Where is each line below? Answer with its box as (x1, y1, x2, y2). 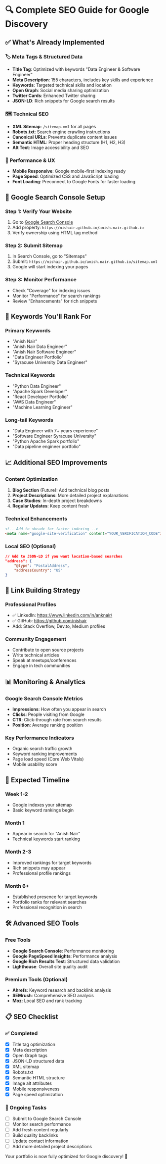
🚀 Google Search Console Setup (5, 193, 105, 202)
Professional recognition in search (12, 904, 83, 910)
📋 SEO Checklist (5, 1012, 58, 1021)
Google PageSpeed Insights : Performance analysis (12, 953, 118, 959)
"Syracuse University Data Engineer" (12, 359, 88, 365)
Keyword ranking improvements (12, 751, 78, 757)
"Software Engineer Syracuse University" (12, 433, 96, 439)
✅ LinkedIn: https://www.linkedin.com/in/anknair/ (12, 612, 113, 618)
